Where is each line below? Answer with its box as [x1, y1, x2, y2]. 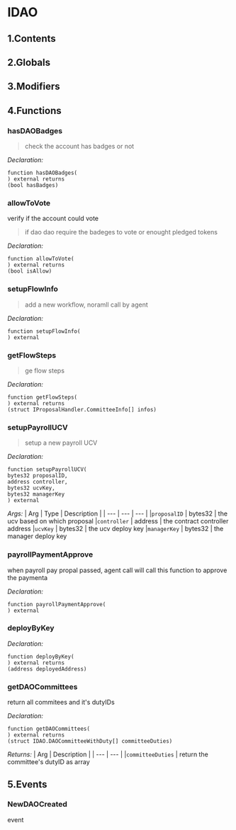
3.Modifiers [7, 81, 60, 93]
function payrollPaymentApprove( [7, 601, 106, 608]
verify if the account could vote [7, 214, 99, 223]
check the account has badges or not [24, 142, 135, 151]
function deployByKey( [7, 653, 74, 660]
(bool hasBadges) [7, 182, 59, 189]
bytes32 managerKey [7, 491, 65, 498]
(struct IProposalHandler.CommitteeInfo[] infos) [7, 406, 157, 413]
